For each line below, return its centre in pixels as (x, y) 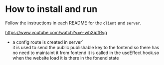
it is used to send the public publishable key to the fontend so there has (86, 47)
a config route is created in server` (48, 42)
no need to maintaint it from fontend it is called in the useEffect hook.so (86, 53)
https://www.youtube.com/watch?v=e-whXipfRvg (56, 32)
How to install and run (51, 9)
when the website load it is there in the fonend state (66, 58)
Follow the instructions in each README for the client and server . (73, 23)
